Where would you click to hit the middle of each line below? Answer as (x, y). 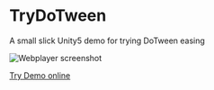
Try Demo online (40, 75)
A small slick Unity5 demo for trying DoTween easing (107, 40)
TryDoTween (58, 16)
